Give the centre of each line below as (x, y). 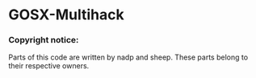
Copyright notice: (44, 40)
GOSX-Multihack (66, 15)
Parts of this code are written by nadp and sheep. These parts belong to (128, 57)
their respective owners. (49, 66)
